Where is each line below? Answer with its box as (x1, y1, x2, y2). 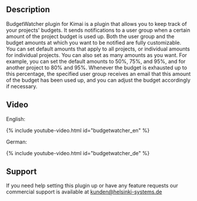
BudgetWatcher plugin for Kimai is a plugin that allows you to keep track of (6, 20, 187, 27)
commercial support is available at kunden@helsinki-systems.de (6, 188, 162, 196)
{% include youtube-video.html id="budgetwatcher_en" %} (6, 126, 150, 134)
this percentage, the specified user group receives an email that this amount (6, 70, 191, 77)
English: (6, 115, 25, 122)
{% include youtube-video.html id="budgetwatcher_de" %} (6, 149, 150, 156)
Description (6, 5, 50, 15)
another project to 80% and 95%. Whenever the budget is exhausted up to (6, 64, 187, 71)
